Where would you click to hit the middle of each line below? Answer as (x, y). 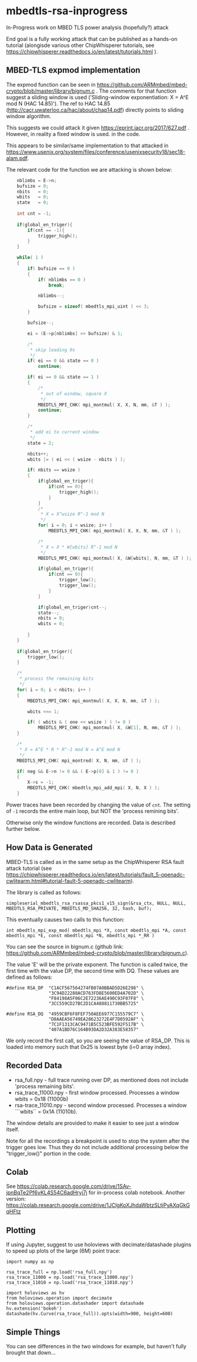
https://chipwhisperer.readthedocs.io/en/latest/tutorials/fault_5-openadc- (96, 874)
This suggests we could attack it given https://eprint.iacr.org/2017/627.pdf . (98, 127)
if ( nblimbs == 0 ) (62, 280)
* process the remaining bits (56, 679)
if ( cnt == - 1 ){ (46, 230)
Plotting (21, 1230)
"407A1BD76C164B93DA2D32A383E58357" (93, 1029)
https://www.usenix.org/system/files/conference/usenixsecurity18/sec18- (96, 152)
